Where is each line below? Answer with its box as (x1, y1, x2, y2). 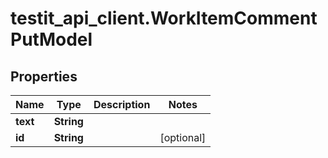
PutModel (10, 28, 93, 51)
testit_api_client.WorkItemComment (10, 7, 318, 30)
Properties (10, 68, 78, 85)
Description (93, 98, 151, 111)
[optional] (159, 131, 207, 144)
